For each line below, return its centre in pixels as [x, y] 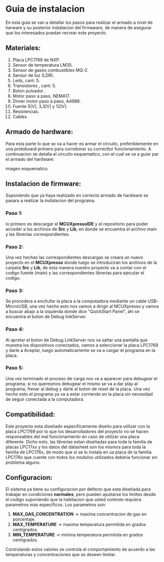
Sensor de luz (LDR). [33, 75]
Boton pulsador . [29, 90]
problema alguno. [23, 462]
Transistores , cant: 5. [34, 86]
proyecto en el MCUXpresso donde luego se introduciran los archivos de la [81, 262]
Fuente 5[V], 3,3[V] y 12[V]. [40, 106]
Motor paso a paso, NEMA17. [41, 96]
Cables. [20, 116]
